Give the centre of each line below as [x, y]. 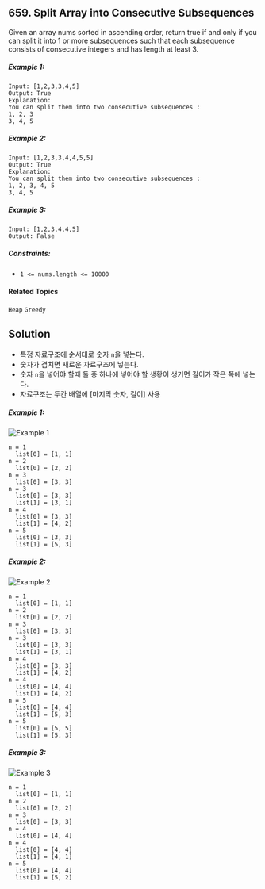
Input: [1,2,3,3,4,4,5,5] [51, 158]
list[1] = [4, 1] [44, 856]
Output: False [32, 236]
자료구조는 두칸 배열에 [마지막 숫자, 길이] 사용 [90, 394]
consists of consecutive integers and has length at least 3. [104, 49]
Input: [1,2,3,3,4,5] [44, 86]
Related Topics [33, 292]
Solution [29, 334]
